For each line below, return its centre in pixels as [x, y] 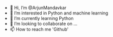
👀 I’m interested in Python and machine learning [59, 13]
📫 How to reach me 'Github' [39, 29]
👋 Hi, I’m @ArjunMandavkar [38, 8]
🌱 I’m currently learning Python [42, 18]
